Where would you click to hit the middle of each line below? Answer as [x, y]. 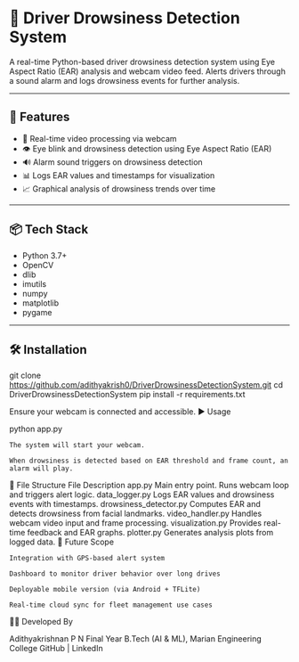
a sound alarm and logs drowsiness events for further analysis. [125, 80]
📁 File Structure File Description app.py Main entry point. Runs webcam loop [149, 486]
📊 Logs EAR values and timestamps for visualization [118, 175]
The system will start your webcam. [77, 445]
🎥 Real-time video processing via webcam [99, 138]
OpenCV [38, 265]
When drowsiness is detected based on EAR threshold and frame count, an [149, 461]
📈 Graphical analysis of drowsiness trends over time [119, 188]
